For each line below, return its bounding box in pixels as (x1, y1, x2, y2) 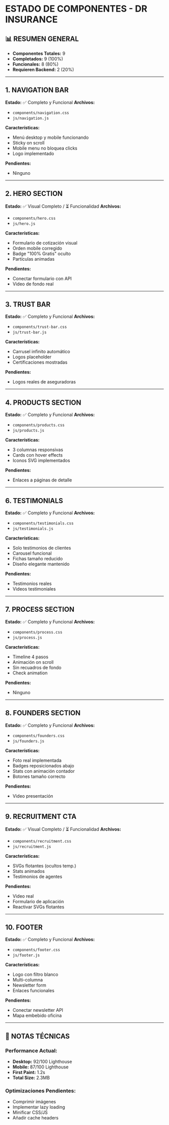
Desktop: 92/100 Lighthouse (12, 1059, 72, 1064)
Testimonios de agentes (12, 873, 62, 879)
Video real (12, 893, 34, 899)
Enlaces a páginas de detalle (12, 477, 72, 483)
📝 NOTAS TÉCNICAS (5, 1032, 70, 1041)
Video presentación (12, 793, 54, 799)
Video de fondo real (12, 281, 54, 287)
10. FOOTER (5, 923, 43, 932)
